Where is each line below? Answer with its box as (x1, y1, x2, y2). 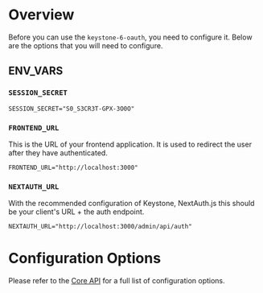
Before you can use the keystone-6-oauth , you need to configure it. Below (8, 32, 253, 42)
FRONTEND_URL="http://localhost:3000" (8, 163, 138, 171)
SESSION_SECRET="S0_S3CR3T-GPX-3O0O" (8, 105, 135, 113)
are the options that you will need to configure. (8, 40, 163, 50)
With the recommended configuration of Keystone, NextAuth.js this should (8, 199, 255, 208)
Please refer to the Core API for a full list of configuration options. (8, 276, 225, 286)
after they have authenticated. (8, 147, 109, 158)
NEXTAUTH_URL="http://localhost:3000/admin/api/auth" (8, 223, 193, 231)
